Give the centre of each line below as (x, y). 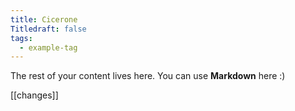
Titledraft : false (48, 29)
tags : (21, 38)
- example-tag (48, 47)
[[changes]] (34, 95)
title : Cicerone (44, 19)
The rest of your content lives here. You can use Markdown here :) (148, 76)
